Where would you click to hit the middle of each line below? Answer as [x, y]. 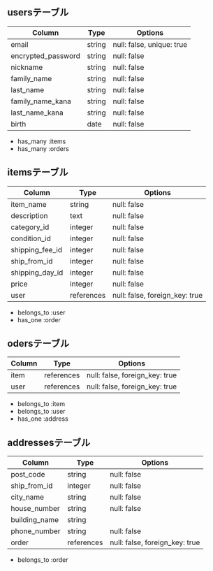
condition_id [31, 238]
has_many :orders [43, 148]
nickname [27, 67]
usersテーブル [38, 13]
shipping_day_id [37, 273]
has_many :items [42, 141]
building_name [35, 520]
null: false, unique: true [150, 44]
